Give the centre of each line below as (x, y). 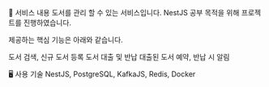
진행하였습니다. (47, 23)
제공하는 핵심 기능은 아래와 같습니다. (66, 40)
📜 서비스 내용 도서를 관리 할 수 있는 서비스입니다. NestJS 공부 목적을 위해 (124, 12)
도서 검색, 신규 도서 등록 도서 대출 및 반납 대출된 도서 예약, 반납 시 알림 (119, 57)
